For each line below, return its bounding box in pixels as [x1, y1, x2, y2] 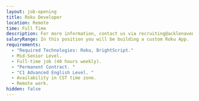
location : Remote [6, 20, 49, 26]
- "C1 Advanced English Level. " [11, 70, 94, 75]
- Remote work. [11, 81, 49, 87]
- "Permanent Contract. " [11, 64, 76, 70]
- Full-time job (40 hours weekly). [11, 58, 102, 64]
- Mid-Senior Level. [11, 53, 62, 59]
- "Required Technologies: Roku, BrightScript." [11, 48, 134, 53]
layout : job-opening [6, 8, 57, 15]
